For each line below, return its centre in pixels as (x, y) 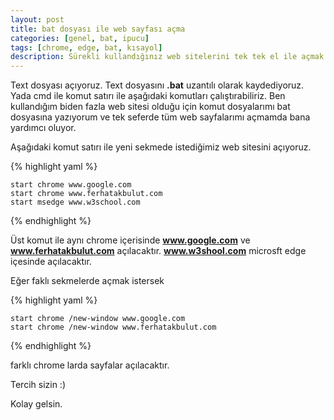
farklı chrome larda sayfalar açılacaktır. (90, 365)
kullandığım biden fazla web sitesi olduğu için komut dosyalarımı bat (150, 107)
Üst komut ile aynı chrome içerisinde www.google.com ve (130, 240)
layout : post (37, 19)
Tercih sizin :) (38, 385)
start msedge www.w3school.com (75, 202)
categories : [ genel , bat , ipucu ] (80, 38)
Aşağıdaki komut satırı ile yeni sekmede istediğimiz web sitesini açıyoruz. (161, 147)
